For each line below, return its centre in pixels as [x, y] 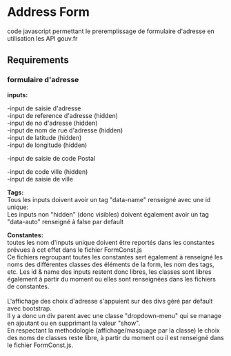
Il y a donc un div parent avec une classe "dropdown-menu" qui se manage [114, 315]
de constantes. [28, 286]
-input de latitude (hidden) [44, 137]
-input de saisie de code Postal [51, 158]
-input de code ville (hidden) [48, 171]
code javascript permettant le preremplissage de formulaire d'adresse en [111, 31]
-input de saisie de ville [40, 179]
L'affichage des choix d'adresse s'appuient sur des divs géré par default [110, 301]
